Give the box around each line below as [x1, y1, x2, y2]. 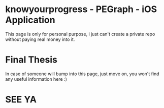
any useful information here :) [5, 76, 68, 82]
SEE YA [5, 94, 37, 105]
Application [5, 14, 55, 26]
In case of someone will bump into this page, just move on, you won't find [5, 71, 159, 77]
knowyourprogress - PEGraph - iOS [5, 4, 157, 15]
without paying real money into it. [5, 36, 75, 42]
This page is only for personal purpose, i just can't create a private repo [5, 31, 155, 37]
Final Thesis [5, 54, 57, 66]
